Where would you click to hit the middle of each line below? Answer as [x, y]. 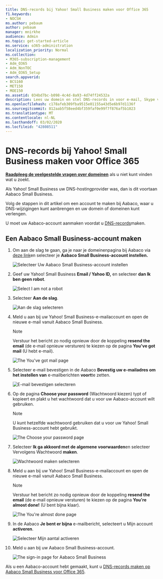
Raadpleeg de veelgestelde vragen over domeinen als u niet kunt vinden [79, 175]
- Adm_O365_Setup [23, 73]
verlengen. [16, 214]
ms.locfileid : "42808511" [31, 127]
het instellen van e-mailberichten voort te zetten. [61, 375]
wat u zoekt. [18, 179]
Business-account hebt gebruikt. [45, 428]
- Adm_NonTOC [19, 68]
